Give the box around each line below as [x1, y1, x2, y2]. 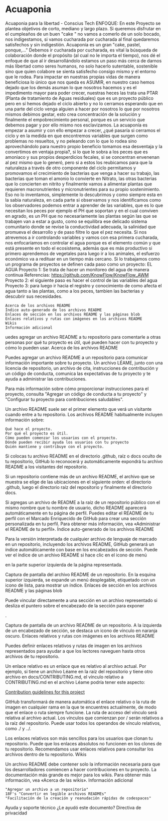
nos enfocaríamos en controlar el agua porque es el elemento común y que [5, 239, 160, 245]
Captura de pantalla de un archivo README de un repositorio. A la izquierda [5, 622, 162, 628]
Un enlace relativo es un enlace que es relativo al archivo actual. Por [5, 663, 146, 669]
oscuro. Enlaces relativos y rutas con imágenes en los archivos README [5, 633, 155, 639]
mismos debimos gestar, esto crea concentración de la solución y [5, 111, 141, 117]
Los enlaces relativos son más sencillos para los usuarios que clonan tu [5, 735, 153, 741]
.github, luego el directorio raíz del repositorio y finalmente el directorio [5, 484, 152, 490]
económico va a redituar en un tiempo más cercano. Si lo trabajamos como [5, 256, 160, 262]
